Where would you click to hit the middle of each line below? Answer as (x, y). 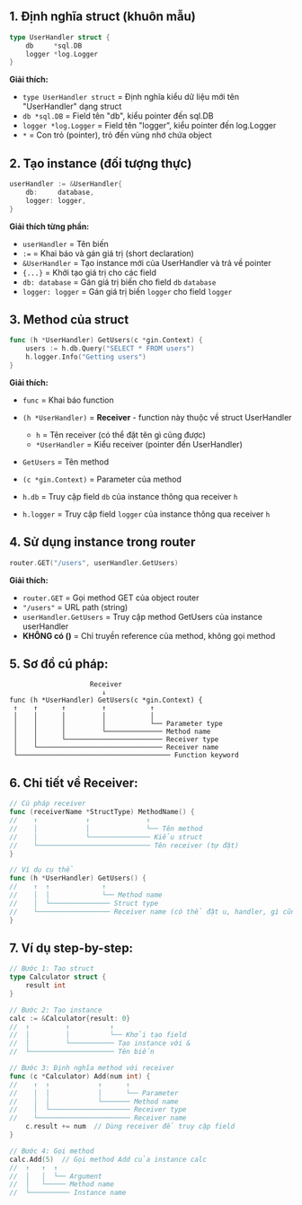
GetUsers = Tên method (66, 461)
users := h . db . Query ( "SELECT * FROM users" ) (110, 349)
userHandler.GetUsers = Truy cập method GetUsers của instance (142, 616)
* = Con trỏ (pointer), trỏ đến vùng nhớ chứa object (117, 135)
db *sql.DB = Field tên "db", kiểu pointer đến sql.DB (118, 116)
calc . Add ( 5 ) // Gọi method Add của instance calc (108, 1159)
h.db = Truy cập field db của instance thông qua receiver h (130, 496)
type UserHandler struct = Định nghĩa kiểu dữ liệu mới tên (131, 97)
